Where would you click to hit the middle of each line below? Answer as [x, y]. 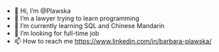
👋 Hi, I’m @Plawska [42, 11]
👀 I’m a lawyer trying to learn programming [77, 18]
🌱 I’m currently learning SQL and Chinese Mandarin [89, 26]
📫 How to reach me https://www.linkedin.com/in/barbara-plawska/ [113, 41]
